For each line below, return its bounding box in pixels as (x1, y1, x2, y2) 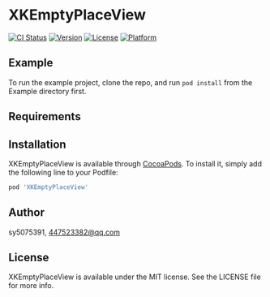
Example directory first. (8, 86, 87, 96)
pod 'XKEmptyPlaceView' (8, 183, 89, 192)
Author (8, 205, 45, 220)
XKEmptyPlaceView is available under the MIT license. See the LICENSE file (8, 272, 261, 282)
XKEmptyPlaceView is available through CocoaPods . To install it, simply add (8, 158, 262, 168)
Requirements (8, 110, 81, 123)
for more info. (8, 281, 54, 291)
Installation (8, 137, 66, 151)
